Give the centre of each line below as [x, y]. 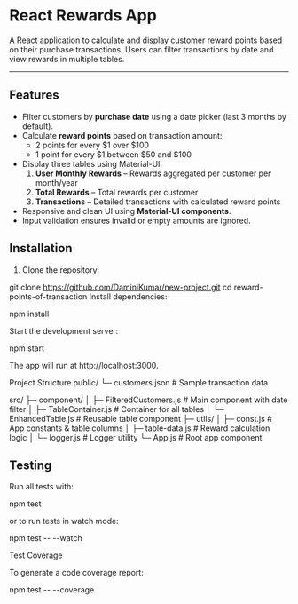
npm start [27, 348]
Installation [41, 248]
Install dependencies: [128, 296]
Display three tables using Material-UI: [92, 163]
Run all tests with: [41, 487]
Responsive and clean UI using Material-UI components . [126, 211]
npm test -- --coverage [52, 590]
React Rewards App [83, 16]
